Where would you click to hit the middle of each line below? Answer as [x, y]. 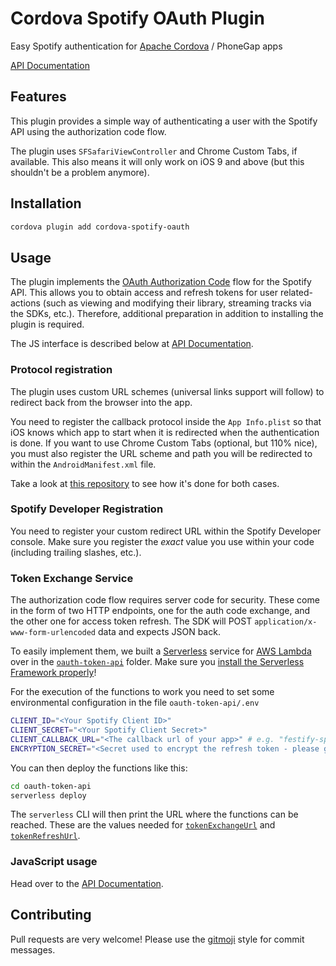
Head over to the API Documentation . [87, 883]
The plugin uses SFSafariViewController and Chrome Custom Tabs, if [154, 151]
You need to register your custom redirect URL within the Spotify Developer [166, 531]
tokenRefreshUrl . [45, 836]
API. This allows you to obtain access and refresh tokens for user [144, 293]
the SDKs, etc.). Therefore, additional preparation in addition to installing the [167, 314]
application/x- [286, 622]
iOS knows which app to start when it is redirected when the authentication [165, 432]
